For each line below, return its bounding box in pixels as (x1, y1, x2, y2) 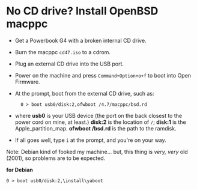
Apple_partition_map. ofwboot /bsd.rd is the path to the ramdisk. (14, 124, 177, 132)
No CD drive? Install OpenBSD (6, 4, 159, 18)
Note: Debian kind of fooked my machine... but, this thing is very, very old (6, 148, 188, 155)
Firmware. (14, 78, 40, 85)
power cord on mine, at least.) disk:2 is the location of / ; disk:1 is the (14, 118, 186, 126)
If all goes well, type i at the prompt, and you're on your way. (14, 136, 166, 144)
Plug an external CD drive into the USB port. (14, 60, 124, 67)
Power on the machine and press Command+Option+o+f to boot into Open (14, 72, 191, 79)
